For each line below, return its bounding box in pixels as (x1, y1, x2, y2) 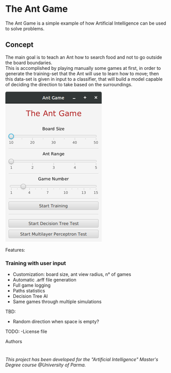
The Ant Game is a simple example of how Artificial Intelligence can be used (5, 20, 166, 26)
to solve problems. (5, 25, 45, 31)
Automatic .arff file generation (12, 277, 77, 283)
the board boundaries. (5, 60, 52, 66)
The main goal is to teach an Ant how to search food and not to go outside (5, 54, 162, 60)
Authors (5, 339, 22, 345)
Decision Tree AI (12, 293, 48, 300)
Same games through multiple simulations (12, 299, 102, 305)
